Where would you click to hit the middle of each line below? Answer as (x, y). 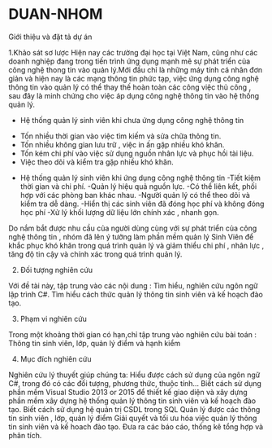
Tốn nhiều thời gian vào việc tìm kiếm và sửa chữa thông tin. (121, 136)
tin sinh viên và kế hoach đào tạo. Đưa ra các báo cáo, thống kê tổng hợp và (136, 426)
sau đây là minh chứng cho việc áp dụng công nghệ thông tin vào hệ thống (134, 95)
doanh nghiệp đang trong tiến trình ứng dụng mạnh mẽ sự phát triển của (130, 61)
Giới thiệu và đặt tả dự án (50, 37)
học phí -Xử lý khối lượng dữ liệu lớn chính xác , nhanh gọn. (119, 212)
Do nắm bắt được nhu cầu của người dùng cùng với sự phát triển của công (133, 228)
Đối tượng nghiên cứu (56, 270)
